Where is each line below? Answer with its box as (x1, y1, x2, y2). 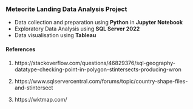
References (5, 45, 36, 53)
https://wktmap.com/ (14, 96, 67, 103)
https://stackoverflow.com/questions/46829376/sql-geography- (14, 59, 176, 66)
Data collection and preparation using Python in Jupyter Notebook (14, 19, 183, 26)
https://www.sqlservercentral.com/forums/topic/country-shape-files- (14, 77, 188, 85)
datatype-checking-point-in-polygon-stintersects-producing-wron (14, 66, 181, 73)
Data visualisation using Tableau (14, 32, 96, 39)
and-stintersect (14, 84, 53, 91)
